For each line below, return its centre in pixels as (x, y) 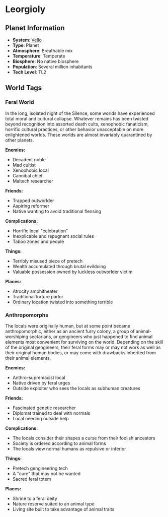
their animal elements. (28, 358)
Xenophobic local (31, 170)
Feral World (20, 102)
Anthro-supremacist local (39, 377)
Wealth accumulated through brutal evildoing (59, 266)
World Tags (24, 88)
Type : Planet (26, 45)
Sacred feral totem (32, 479)
